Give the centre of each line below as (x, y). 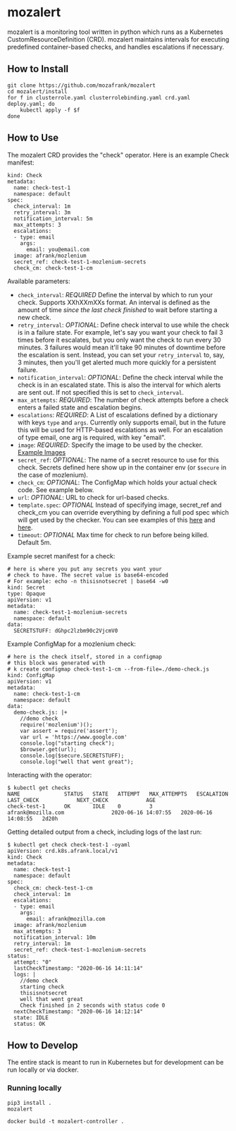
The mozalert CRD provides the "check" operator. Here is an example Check (118, 155)
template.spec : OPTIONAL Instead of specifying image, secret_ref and (119, 505)
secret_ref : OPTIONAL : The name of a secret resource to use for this (118, 460)
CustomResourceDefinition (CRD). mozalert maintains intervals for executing (118, 39)
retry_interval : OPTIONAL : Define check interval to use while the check (123, 325)
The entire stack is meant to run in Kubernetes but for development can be (116, 1063)
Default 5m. (34, 542)
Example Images (42, 452)
